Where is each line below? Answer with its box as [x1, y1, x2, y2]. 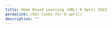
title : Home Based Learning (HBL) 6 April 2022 [5, 7, 107, 12]
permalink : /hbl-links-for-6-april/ [5, 12, 82, 17]
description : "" [5, 16, 39, 21]
